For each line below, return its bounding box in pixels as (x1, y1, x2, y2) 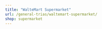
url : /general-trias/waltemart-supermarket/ (5, 12, 98, 17)
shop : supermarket (5, 16, 43, 21)
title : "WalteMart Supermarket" (5, 7, 71, 12)
